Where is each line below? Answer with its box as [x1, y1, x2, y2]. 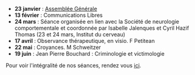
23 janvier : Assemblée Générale [14, 5, 98, 12]
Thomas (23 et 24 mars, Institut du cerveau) [14, 31, 126, 38]
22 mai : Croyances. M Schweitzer [14, 44, 101, 51]
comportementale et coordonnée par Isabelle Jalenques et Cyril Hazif [14, 24, 190, 31]
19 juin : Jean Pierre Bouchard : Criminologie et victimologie [14, 50, 165, 57]
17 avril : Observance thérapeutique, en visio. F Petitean [14, 37, 156, 44]
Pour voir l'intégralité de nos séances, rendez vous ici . [5, 62, 142, 69]
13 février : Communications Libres [14, 11, 103, 19]
